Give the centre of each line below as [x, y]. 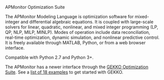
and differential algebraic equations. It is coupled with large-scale [87, 22]
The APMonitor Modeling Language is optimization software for [69, 16]
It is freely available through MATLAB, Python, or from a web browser [75, 43]
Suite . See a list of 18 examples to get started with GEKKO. [64, 72]
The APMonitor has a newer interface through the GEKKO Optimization [77, 67]
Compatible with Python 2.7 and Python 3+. [49, 57]
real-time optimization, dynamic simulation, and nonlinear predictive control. [82, 37]
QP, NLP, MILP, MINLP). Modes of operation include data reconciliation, [78, 32]
